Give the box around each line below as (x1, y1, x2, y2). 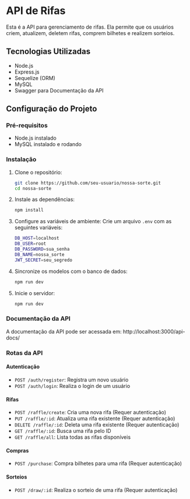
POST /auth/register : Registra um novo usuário (14, 376, 129, 383)
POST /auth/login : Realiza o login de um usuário (14, 382, 131, 389)
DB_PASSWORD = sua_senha (14, 247, 70, 252)
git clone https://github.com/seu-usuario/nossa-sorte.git (14, 180, 161, 186)
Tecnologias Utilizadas (6, 47, 91, 57)
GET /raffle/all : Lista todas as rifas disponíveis (14, 434, 131, 441)
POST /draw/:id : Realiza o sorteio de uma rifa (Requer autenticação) (14, 486, 178, 493)
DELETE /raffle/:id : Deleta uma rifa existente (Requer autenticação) (14, 421, 180, 428)
